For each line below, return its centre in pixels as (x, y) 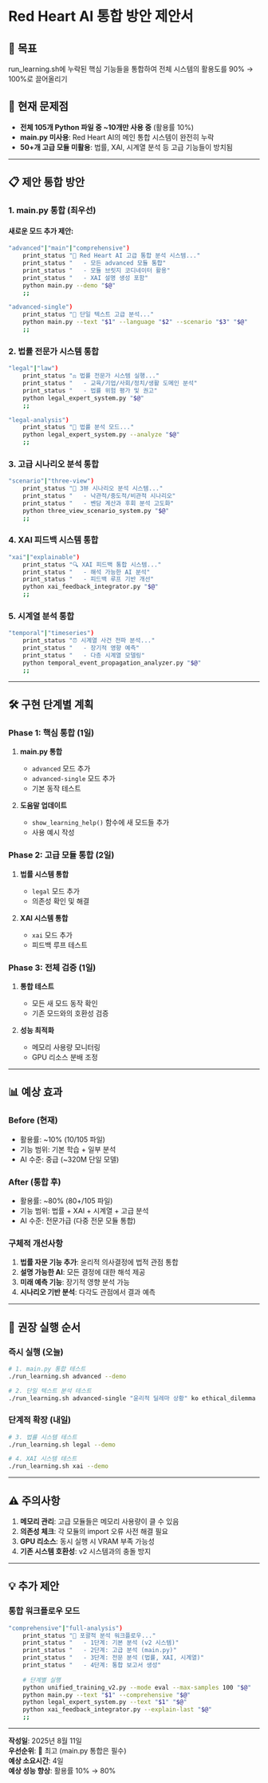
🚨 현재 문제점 (39, 107)
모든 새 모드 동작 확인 (65, 1003)
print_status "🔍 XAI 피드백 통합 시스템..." (92, 564)
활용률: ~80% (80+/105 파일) (66, 1201)
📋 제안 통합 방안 (47, 182)
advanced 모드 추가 (61, 769)
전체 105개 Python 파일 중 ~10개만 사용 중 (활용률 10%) (106, 127)
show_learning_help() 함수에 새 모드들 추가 (100, 822)
